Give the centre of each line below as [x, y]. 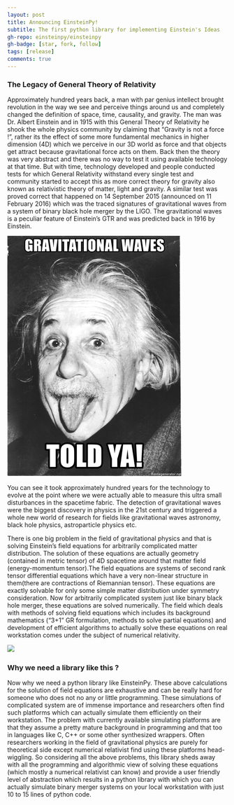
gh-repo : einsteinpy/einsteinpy [54, 37]
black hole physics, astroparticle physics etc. [72, 525]
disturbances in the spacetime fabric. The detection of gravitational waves [114, 503]
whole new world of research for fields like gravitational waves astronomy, [114, 517]
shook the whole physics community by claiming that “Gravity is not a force [116, 129]
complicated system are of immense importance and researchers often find [116, 705]
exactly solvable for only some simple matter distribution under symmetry [113, 591]
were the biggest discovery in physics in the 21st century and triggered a [112, 510]
